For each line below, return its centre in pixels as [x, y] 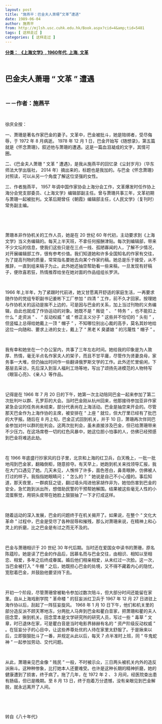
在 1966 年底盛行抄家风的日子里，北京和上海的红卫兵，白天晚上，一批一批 [81, 458]
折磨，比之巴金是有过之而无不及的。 [55, 527]
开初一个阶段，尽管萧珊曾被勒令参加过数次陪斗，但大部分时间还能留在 [77, 592]
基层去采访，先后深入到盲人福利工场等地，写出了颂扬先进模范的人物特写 [79, 368]
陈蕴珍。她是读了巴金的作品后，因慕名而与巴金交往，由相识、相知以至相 [79, 554]
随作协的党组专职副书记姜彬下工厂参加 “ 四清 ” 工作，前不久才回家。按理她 [81, 298]
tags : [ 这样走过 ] [24, 33]
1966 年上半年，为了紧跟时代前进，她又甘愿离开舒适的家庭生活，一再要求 [80, 292]
